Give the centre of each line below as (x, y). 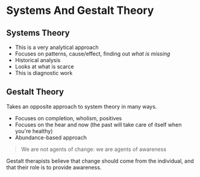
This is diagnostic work (44, 73)
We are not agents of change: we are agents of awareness (94, 149)
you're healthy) (34, 131)
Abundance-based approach (51, 137)
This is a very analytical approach (57, 47)
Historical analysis (38, 60)
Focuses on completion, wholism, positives (68, 118)
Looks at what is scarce (44, 66)
